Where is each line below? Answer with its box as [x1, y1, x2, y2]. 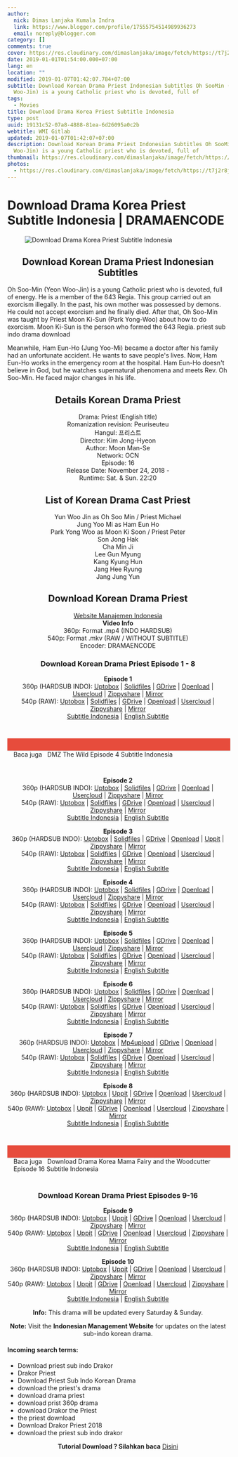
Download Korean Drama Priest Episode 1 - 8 [40, 658, 196, 668]
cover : [7, 50, 27, 57]
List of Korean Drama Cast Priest [45, 494, 191, 506]
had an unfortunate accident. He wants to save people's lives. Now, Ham [7, 351, 218, 360]
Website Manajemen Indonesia [73, 611, 163, 620]
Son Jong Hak [97, 535, 139, 543]
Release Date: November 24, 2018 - [66, 466, 170, 475]
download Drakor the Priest [17, 1406, 97, 1414]
